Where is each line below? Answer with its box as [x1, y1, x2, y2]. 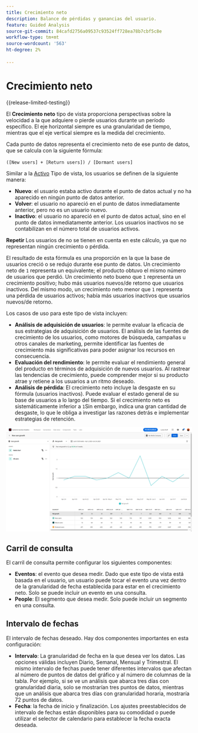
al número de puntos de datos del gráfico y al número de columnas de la [14, 671, 191, 678]
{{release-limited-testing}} [6, 99, 71, 106]
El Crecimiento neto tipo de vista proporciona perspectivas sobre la [6, 110, 171, 118]
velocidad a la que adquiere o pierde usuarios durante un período [6, 116, 165, 123]
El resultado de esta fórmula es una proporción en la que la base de [6, 254, 171, 261]
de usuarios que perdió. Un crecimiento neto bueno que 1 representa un [6, 273, 181, 280]
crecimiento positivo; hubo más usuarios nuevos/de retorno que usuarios [6, 279, 184, 286]
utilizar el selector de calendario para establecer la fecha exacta [14, 715, 171, 722]
